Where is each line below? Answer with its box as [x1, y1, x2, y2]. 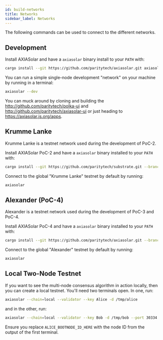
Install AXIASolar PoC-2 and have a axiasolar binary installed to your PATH [5, 150, 153, 155]
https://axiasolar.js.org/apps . [5, 113, 63, 119]
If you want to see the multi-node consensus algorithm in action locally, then [5, 282, 158, 288]
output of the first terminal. [5, 329, 59, 335]
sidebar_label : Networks [5, 16, 55, 21]
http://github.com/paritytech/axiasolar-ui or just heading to [5, 108, 123, 114]
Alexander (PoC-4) [5, 196, 64, 204]
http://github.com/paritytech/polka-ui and [5, 103, 89, 109]
